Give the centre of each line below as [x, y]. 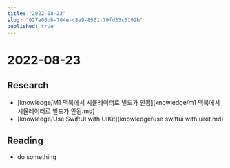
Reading [25, 140]
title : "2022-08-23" [37, 13]
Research [28, 85]
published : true [30, 26]
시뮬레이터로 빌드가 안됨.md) [56, 111]
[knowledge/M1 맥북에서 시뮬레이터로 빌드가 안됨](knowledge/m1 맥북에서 [118, 103]
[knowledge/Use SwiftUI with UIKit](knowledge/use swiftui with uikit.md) [120, 119]
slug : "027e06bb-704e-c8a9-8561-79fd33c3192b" [75, 20]
